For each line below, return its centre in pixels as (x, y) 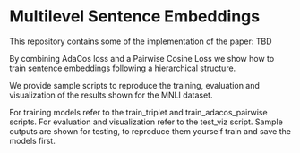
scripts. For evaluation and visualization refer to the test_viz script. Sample (146, 122)
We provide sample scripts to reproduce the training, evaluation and (134, 85)
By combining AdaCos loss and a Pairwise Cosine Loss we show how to (142, 58)
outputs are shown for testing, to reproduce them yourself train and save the (150, 131)
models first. (32, 140)
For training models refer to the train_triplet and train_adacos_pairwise (138, 112)
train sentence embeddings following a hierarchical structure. (123, 68)
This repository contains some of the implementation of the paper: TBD (141, 41)
